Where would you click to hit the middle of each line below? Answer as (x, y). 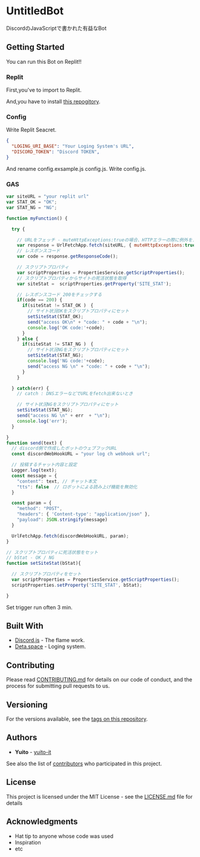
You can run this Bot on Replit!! (44, 61)
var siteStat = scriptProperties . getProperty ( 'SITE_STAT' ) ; (94, 284)
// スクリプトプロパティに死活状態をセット (52, 552)
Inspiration (28, 842)
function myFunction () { (37, 218)
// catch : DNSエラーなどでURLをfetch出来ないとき (75, 394)
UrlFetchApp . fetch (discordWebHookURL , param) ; (70, 536)
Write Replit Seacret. (31, 130)
